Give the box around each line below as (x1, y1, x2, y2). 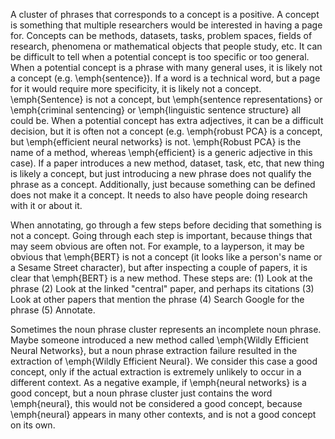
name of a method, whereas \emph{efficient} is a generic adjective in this (10, 147, 313, 158)
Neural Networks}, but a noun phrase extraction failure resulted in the (10, 345, 298, 356)
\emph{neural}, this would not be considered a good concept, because (10, 398, 303, 409)
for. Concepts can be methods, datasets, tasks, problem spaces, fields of (10, 30, 313, 41)
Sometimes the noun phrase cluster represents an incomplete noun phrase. (10, 324, 322, 335)
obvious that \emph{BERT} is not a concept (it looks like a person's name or (10, 251, 323, 263)
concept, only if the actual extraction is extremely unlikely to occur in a (10, 366, 302, 378)
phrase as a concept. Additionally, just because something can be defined (10, 179, 316, 190)
